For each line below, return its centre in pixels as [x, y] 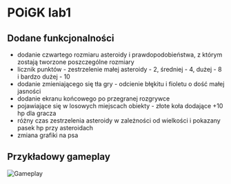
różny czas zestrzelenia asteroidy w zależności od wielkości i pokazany [119, 121]
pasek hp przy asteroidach [55, 128]
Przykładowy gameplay [59, 157]
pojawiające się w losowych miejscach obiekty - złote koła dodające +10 [120, 106]
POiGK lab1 [39, 13]
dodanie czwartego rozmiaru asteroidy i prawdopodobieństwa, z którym [120, 54]
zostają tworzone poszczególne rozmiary [76, 62]
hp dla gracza [37, 113]
